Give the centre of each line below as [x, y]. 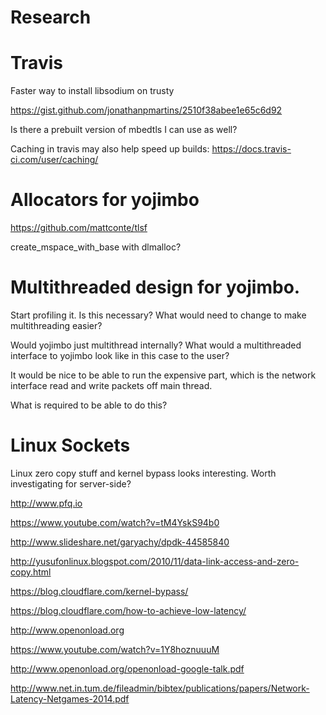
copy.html [31, 572]
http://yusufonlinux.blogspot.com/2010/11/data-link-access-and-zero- [155, 561]
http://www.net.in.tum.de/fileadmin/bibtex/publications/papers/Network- [160, 688]
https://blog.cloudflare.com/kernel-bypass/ [99, 591]
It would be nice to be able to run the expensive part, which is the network [163, 375]
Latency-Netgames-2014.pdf [70, 698]
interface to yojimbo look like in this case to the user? [120, 355]
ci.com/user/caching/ [54, 160]
